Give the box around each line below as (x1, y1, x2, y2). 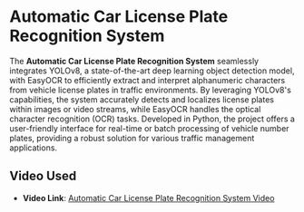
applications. (9, 142, 57, 153)
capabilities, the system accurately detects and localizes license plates (9, 93, 275, 105)
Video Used (9, 169, 77, 184)
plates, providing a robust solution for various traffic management (9, 132, 255, 143)
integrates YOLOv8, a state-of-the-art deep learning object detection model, (9, 65, 295, 76)
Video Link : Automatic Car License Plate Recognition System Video (22, 192, 275, 203)
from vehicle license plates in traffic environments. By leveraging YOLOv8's (9, 84, 292, 95)
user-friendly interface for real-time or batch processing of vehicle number (9, 122, 289, 133)
